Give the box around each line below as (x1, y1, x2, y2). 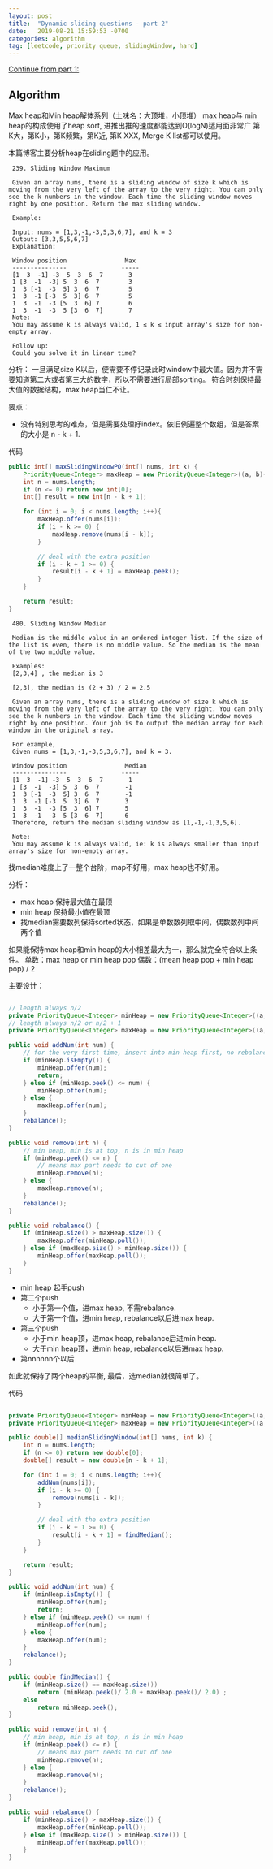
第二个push (19, 1292, 59, 1302)
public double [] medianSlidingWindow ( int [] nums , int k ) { (8, 1434, 213, 1442)
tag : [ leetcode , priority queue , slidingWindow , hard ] (8, 42, 198, 50)
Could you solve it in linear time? (11, 348, 136, 357)
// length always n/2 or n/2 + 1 (8, 1019, 122, 1028)
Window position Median (11, 761, 148, 770)
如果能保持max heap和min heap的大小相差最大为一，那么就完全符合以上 (8, 944, 250, 954)
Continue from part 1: (8, 64, 80, 74)
